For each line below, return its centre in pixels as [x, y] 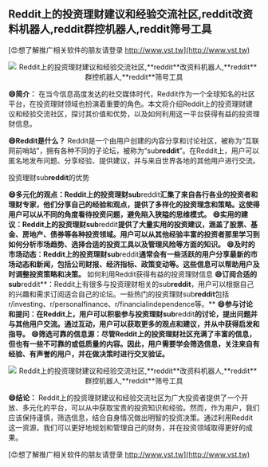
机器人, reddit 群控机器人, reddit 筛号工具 [115, 29]
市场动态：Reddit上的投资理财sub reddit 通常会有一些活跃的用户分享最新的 [130, 254]
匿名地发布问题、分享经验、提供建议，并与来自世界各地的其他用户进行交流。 [134, 160]
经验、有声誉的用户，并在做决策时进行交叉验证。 [89, 354]
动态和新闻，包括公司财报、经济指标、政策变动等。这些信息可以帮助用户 [134, 264]
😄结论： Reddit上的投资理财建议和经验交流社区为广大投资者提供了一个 [125, 398]
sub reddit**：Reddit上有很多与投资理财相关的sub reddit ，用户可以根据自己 [131, 284]
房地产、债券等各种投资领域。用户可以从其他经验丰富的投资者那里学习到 [141, 234]
